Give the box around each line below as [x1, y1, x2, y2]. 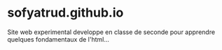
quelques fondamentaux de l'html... [7, 35, 110, 43]
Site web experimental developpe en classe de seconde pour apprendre [7, 28, 216, 36]
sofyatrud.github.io [7, 5, 124, 21]
